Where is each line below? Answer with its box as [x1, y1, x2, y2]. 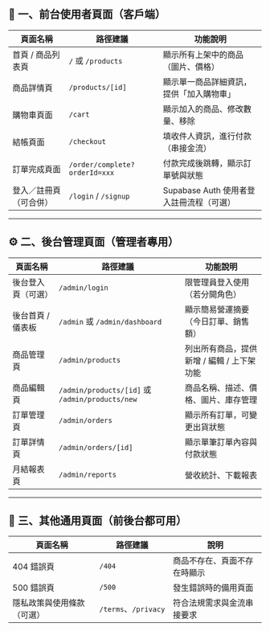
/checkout [68, 137, 107, 146]
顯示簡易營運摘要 [184, 304, 250, 315]
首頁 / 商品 [12, 49, 52, 60]
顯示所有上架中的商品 [162, 49, 243, 60]
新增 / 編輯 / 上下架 [184, 354, 256, 366]
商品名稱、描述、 [184, 382, 250, 393]
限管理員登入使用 [184, 277, 250, 288]
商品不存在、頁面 [172, 555, 238, 567]
